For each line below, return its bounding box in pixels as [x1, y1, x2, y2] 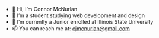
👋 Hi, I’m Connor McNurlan [11, 6, 78, 12]
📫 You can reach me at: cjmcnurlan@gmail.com [11, 25, 131, 32]
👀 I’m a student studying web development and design [11, 12, 145, 19]
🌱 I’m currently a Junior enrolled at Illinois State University [11, 18, 154, 25]
